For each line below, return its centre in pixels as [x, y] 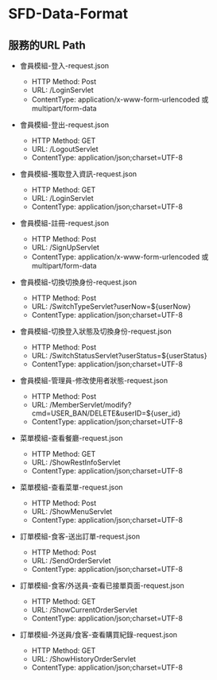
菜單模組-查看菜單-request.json [71, 487]
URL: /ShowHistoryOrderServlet [84, 659]
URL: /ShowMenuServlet [72, 512]
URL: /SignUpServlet [65, 247]
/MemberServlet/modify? [90, 405]
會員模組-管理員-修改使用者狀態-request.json [94, 381]
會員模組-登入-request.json [64, 66]
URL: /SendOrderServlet [71, 560]
